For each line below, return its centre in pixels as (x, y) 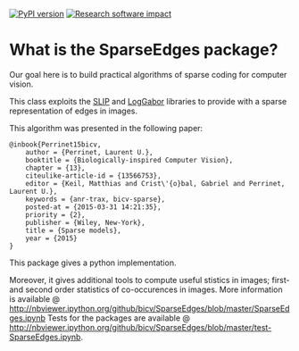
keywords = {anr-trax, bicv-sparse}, (96, 199)
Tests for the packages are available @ (119, 318)
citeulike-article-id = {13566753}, (94, 175)
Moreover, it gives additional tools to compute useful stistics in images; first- (149, 280)
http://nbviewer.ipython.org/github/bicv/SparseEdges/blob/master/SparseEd (149, 308)
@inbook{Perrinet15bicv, (55, 144)
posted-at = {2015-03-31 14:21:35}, (94, 207)
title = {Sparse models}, (74, 230)
